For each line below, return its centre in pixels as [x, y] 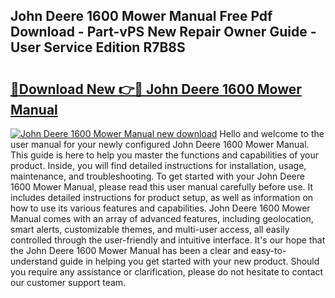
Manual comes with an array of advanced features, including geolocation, [162, 218]
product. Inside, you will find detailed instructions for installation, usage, [158, 165]
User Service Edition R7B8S [98, 47]
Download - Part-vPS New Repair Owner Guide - [163, 32]
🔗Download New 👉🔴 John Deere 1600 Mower [156, 89]
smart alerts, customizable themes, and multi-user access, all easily [150, 229]
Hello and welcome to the [272, 133]
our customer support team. [68, 282]
